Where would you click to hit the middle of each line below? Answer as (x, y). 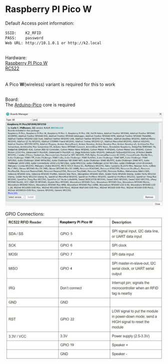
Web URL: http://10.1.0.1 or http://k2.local (53, 43)
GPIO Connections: (25, 214)
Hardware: (16, 57)
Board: (12, 99)
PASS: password (24, 38)
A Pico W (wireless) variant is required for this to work (60, 84)
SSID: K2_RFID (23, 33)
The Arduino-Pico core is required (40, 104)
